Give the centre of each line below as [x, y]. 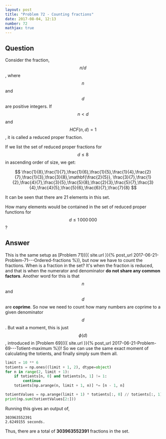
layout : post [19, 10]
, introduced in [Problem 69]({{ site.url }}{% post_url [58, 343]
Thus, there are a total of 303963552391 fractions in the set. [67, 431]
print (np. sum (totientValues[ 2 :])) [41, 399]
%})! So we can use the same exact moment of [101, 348]
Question [20, 48]
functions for [18, 212]
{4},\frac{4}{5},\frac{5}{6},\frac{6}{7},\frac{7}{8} [80, 187]
